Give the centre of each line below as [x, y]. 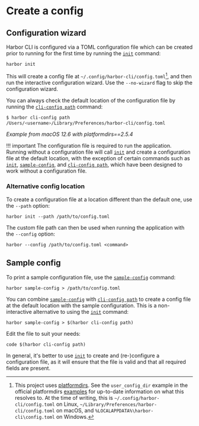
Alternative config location [46, 186]
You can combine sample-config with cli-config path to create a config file [99, 299]
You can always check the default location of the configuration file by [91, 100]
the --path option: [28, 205]
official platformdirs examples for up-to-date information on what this [99, 391]
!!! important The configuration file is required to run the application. [89, 146]
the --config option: [31, 234]
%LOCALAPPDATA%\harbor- [124, 411]
